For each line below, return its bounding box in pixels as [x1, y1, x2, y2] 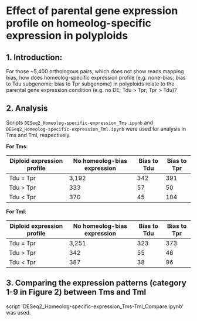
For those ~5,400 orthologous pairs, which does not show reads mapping [6, 68, 184, 74]
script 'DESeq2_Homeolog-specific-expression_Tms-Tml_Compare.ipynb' [6, 303, 184, 310]
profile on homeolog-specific [6, 16, 151, 30]
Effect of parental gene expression [6, 4, 178, 18]
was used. [6, 309, 31, 316]
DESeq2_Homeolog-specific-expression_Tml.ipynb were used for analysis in [6, 125, 186, 132]
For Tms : [6, 142, 28, 150]
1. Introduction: [6, 52, 63, 62]
